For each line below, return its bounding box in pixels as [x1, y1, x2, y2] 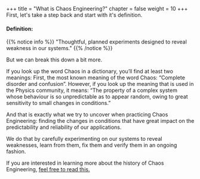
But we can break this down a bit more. [6, 56, 103, 63]
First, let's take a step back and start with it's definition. [6, 11, 143, 18]
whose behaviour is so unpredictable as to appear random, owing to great [6, 93, 188, 100]
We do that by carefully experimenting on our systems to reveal [6, 135, 162, 143]
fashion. [6, 148, 26, 155]
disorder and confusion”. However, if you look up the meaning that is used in [6, 81, 194, 88]
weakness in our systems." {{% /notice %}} [6, 45, 113, 52]
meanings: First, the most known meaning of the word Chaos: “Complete [6, 74, 185, 81]
